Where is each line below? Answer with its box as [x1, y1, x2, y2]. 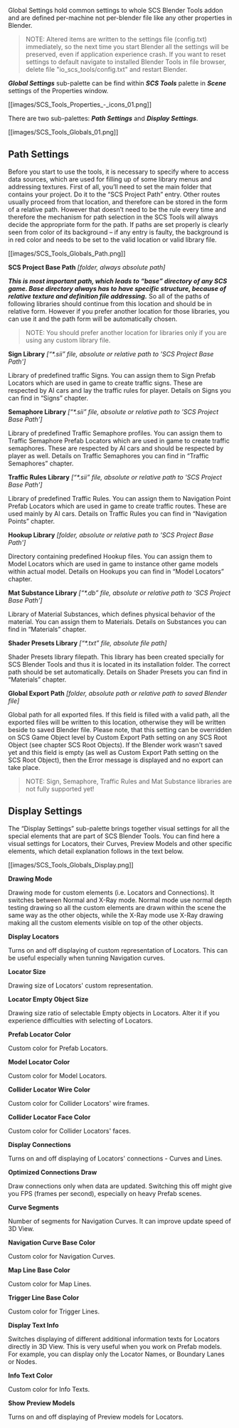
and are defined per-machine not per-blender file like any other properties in [8, 14, 233, 22]
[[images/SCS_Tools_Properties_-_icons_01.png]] [8, 100, 152, 109]
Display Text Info [8, 1321, 59, 1329]
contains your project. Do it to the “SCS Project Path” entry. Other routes [8, 190, 221, 199]
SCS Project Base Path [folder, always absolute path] [8, 263, 166, 271]
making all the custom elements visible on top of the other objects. [8, 918, 203, 927]
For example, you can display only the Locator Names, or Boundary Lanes [8, 1350, 225, 1358]
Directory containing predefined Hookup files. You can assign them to [8, 551, 213, 561]
